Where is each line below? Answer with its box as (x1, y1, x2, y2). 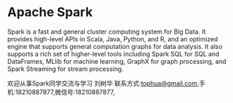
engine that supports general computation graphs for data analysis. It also (7, 42, 222, 50)
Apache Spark (7, 4, 93, 20)
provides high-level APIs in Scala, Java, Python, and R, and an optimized (7, 34, 218, 43)
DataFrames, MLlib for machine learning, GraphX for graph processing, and (7, 57, 227, 65)
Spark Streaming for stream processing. (7, 64, 124, 73)
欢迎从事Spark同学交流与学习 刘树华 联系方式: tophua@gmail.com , (7, 78, 200, 88)
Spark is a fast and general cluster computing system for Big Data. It (7, 27, 206, 36)
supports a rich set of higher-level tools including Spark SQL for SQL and (7, 50, 220, 58)
